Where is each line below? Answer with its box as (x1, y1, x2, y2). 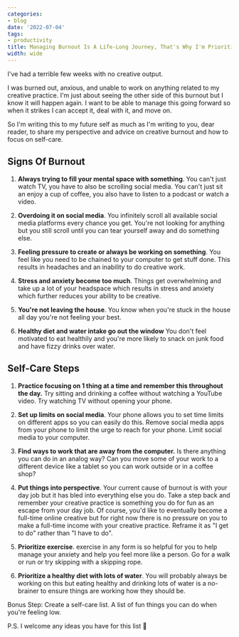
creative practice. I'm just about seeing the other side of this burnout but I (7, 90, 223, 100)
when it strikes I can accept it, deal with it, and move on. (7, 106, 172, 115)
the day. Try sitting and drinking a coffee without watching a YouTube (17, 389, 223, 397)
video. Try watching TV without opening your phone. (17, 396, 173, 405)
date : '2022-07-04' (7, 23, 65, 31)
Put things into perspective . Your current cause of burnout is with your (17, 483, 228, 492)
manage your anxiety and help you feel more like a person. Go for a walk (17, 549, 231, 559)
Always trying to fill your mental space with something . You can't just (17, 174, 226, 183)
